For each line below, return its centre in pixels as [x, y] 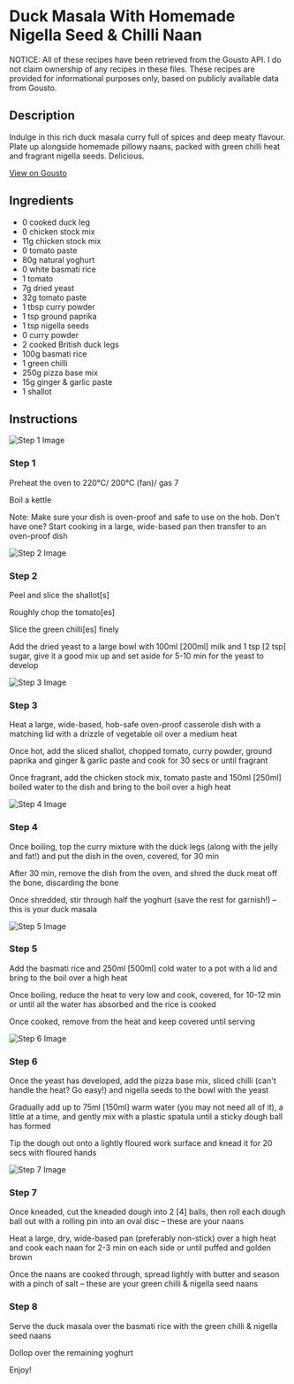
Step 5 [23, 949]
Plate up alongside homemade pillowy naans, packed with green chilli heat [145, 146]
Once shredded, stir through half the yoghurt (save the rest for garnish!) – [143, 899]
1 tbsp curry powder [58, 306]
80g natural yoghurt [58, 259]
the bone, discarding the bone [64, 882]
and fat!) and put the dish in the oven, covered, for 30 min [114, 856]
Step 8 [23, 1307]
